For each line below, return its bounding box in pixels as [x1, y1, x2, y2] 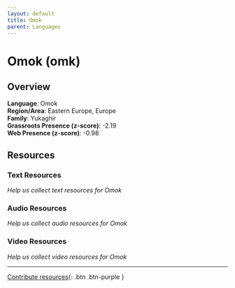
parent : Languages [7, 23, 61, 30]
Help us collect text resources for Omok [7, 186, 122, 195]
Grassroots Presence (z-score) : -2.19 [7, 121, 117, 130]
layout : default [7, 10, 55, 17]
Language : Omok [7, 99, 58, 108]
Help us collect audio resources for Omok [7, 219, 128, 227]
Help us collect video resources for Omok [7, 252, 127, 261]
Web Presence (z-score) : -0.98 [7, 129, 99, 137]
